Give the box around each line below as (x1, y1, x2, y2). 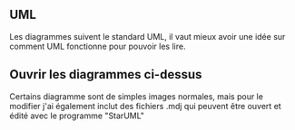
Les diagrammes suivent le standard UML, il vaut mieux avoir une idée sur (9, 31, 286, 42)
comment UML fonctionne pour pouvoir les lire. (9, 41, 186, 51)
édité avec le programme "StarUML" (9, 110, 145, 121)
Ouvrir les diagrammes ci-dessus (9, 67, 202, 82)
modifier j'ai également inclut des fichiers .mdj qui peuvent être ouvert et (9, 100, 281, 111)
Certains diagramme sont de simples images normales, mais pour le (9, 90, 263, 102)
